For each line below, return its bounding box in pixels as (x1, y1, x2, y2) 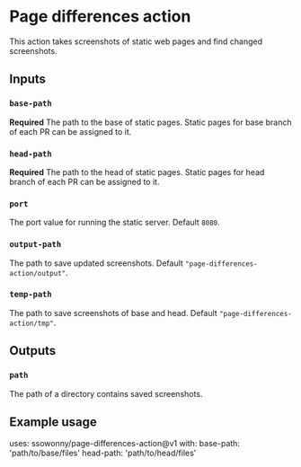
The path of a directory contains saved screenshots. (9, 388, 203, 399)
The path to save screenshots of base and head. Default (9, 307, 217, 318)
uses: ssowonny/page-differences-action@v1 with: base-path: (9, 438, 241, 449)
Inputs (9, 72, 47, 87)
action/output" (9, 269, 66, 278)
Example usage (9, 414, 97, 429)
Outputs (9, 343, 57, 358)
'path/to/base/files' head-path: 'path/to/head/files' (9, 447, 197, 459)
